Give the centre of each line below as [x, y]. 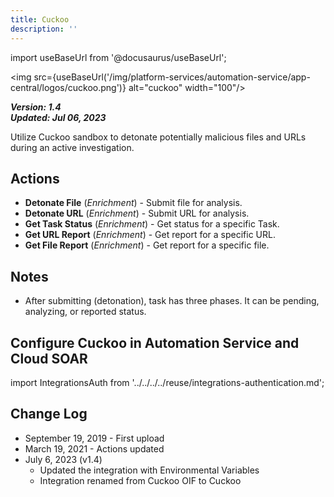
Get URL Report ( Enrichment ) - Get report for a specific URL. [150, 235]
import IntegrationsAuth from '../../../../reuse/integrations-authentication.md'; [167, 382]
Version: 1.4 [36, 107]
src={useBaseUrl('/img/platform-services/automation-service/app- [172, 77]
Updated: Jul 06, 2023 [58, 117]
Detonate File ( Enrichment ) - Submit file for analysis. [133, 203]
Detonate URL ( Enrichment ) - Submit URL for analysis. [137, 213]
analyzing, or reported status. [85, 312]
